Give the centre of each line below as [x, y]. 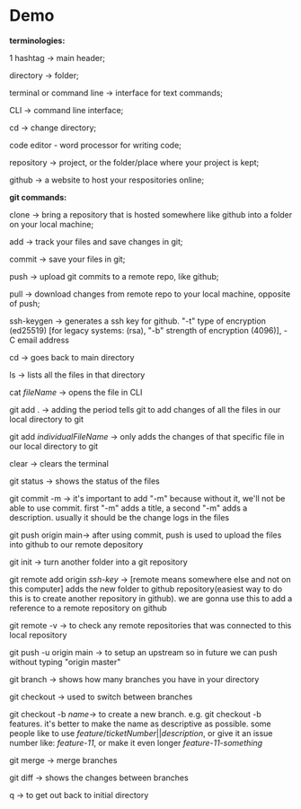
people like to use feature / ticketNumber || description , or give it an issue [141, 733]
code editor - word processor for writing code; [96, 145]
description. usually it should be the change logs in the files [120, 517]
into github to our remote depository [76, 544]
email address [44, 340]
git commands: [38, 197]
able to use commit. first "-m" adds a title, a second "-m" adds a [128, 508]
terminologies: [37, 40]
